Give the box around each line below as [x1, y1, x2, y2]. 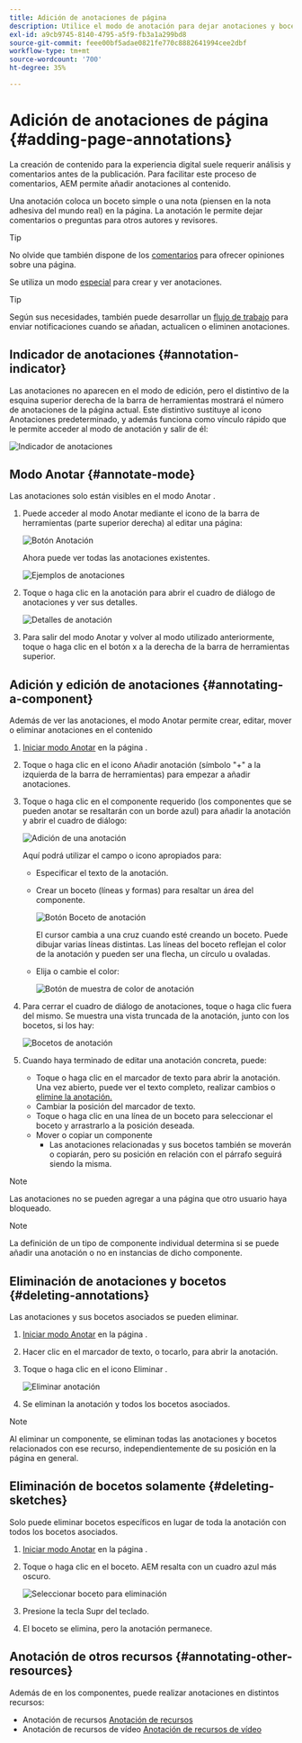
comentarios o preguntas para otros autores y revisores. [9, 214, 218, 225]
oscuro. [22, 1570, 51, 1581]
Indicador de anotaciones [9, 348, 155, 363]
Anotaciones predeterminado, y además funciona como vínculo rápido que [9, 413, 287, 424]
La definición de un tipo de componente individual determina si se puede [9, 1238, 280, 1249]
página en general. [9, 1453, 79, 1464]
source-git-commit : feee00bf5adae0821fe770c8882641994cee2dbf [9, 38, 247, 48]
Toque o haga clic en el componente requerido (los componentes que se [22, 796, 292, 807]
